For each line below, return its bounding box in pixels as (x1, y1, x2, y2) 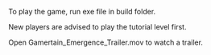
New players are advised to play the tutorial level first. (8, 22, 187, 31)
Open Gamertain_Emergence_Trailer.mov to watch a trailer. (8, 37, 204, 47)
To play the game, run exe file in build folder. (8, 7, 156, 16)
